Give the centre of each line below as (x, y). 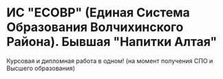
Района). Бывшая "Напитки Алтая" (112, 42)
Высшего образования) (41, 68)
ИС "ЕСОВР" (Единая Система (98, 13)
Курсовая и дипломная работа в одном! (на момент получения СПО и (110, 60)
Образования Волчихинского (95, 27)
